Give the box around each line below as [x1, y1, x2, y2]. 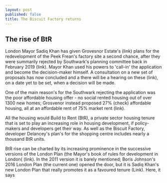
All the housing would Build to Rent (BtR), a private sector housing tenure [5, 115, 155, 121]
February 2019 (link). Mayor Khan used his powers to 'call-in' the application [5, 64, 162, 70]
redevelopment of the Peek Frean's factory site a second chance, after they [5, 53, 161, 60]
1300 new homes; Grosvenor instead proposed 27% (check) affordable [5, 100, 151, 106]
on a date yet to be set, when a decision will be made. [5, 80, 116, 86]
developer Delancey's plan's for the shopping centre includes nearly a [5, 131, 150, 137]
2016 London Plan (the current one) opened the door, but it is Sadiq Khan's [5, 162, 159, 168]
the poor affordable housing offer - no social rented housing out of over [5, 95, 152, 101]
